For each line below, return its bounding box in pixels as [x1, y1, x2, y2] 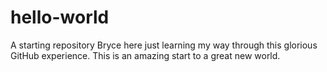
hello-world [10, 6, 110, 29]
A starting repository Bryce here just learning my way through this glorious [10, 39, 318, 51]
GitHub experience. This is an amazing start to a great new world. [10, 49, 281, 61]
